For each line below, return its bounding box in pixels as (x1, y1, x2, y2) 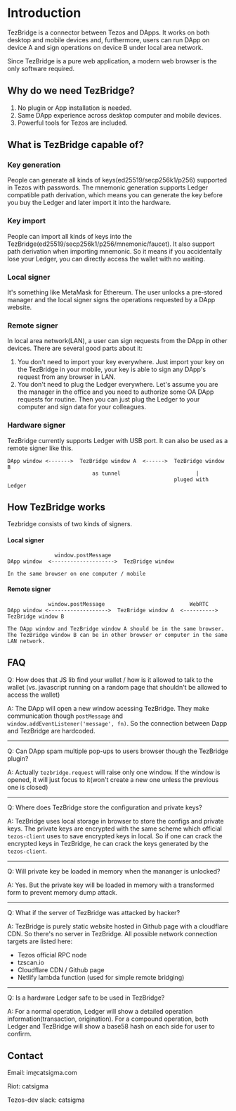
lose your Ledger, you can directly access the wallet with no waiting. (7, 254, 206, 263)
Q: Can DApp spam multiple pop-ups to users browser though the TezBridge (7, 747, 229, 755)
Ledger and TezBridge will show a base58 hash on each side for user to (7, 1022, 216, 1030)
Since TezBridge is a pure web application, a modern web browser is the (7, 56, 217, 65)
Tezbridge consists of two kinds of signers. (7, 520, 132, 528)
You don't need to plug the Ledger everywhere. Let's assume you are (17, 380, 218, 389)
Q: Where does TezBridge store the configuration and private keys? (7, 803, 202, 812)
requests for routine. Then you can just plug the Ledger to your (17, 395, 200, 404)
